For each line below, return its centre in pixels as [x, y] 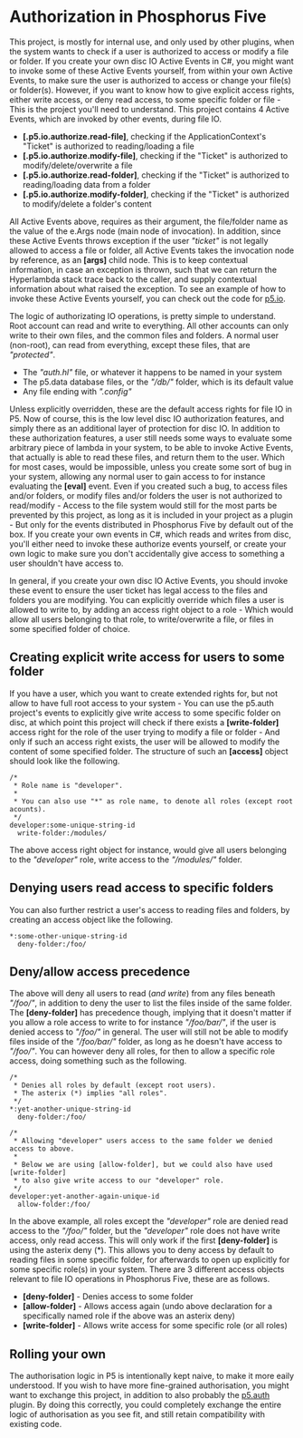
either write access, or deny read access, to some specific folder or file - [145, 99]
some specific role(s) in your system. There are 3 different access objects [147, 1269]
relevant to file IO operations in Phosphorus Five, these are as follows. [140, 1279]
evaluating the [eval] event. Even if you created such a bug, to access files [148, 486]
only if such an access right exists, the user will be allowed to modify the [145, 742]
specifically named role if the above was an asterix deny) [128, 1316]
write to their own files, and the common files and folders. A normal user [144, 335]
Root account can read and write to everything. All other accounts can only [149, 325]
